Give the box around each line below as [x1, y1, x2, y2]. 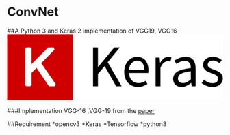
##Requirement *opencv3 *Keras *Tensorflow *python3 [7, 120, 167, 128]
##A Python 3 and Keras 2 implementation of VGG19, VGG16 [7, 27, 177, 35]
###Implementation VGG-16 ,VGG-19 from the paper [7, 106, 155, 115]
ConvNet [7, 4, 59, 20]
